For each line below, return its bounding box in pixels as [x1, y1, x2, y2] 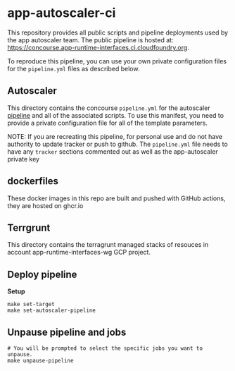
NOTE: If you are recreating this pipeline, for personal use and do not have [7, 132, 223, 140]
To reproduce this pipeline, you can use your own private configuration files [7, 56, 227, 65]
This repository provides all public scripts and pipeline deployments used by [7, 28, 229, 37]
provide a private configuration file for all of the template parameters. [7, 118, 208, 127]
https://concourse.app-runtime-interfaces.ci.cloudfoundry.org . [7, 43, 190, 51]
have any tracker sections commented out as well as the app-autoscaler [7, 147, 218, 156]
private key [7, 154, 40, 163]
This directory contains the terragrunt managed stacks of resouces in [7, 241, 209, 249]
